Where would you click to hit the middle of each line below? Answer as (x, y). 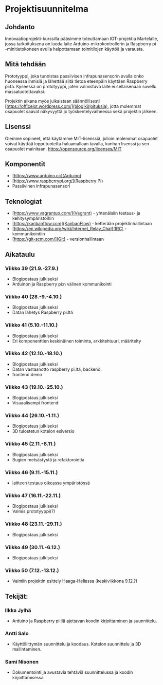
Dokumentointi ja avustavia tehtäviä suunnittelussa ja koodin (72, 672)
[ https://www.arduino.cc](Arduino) (47, 176)
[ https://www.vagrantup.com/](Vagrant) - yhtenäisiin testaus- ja (76, 213)
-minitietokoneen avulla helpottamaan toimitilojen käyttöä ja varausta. (75, 49)
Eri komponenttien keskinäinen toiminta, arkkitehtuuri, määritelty (76, 341)
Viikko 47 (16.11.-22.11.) (33, 495)
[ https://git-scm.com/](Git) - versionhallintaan (58, 239)
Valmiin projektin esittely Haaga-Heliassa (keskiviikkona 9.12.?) (75, 581)
